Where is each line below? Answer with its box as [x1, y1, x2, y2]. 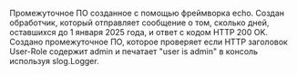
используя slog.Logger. [9, 56, 99, 66]
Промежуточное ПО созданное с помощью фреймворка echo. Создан [9, 8, 285, 18]
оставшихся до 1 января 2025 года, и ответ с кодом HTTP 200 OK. [9, 27, 269, 37]
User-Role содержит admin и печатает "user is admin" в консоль [9, 46, 258, 57]
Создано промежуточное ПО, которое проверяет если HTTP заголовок [9, 36, 289, 47]
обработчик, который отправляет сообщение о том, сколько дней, [9, 17, 270, 28]
